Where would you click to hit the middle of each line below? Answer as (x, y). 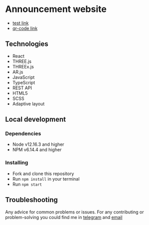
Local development (36, 119)
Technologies (27, 44)
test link (20, 23)
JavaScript (23, 77)
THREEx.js (23, 66)
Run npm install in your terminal (46, 179)
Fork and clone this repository (43, 174)
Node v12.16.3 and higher (38, 144)
